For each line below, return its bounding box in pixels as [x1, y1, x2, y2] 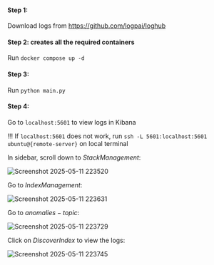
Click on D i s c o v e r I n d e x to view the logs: [7, 236, 126, 244]
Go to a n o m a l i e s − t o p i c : [7, 208, 80, 217]
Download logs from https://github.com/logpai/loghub [7, 21, 166, 30]
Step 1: [7, 6, 29, 14]
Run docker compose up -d [7, 53, 85, 62]
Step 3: [7, 70, 30, 78]
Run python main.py [7, 85, 66, 94]
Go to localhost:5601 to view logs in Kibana [7, 118, 137, 126]
